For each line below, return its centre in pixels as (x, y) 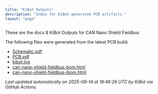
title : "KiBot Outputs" (30, 10)
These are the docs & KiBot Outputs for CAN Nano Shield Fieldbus (72, 33)
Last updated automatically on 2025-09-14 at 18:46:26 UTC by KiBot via (79, 82)
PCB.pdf (21, 57)
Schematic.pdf (27, 51)
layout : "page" (21, 19)
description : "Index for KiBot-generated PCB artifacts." (66, 14)
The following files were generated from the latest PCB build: (67, 42)
